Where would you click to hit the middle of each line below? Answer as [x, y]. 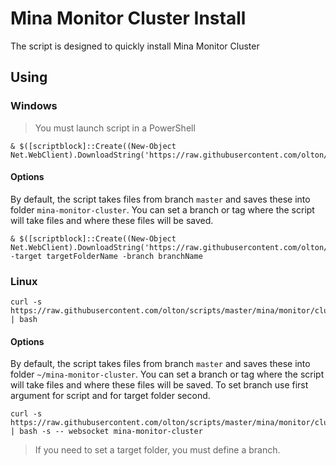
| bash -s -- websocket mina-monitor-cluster [106, 432]
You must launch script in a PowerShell [115, 128]
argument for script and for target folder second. [110, 396]
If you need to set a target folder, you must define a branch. [157, 450]
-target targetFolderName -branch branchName [106, 256]
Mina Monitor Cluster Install [128, 18]
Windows [34, 106]
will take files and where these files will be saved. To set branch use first [159, 385]
